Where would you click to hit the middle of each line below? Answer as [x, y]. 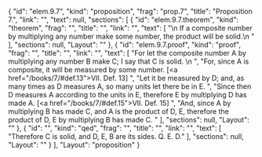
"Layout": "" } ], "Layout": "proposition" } [74, 145]
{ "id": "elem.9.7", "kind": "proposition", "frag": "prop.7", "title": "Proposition [131, 11]
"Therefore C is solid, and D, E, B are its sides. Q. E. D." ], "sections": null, [126, 136]
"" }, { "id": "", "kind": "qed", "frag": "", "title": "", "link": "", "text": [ [115, 128]
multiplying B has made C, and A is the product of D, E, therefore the [118, 111]
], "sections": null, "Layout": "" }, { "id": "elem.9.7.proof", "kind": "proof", [125, 45]
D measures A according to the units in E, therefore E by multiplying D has [127, 95]
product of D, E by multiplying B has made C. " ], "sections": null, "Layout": [129, 120]
